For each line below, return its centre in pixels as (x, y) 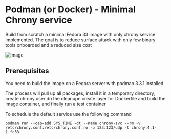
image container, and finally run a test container (56, 104)
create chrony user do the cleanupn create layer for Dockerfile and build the (85, 98)
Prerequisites (27, 71)
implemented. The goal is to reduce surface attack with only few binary (80, 40)
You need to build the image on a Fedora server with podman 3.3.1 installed (84, 83)
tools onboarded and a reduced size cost (49, 45)
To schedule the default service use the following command (68, 114)
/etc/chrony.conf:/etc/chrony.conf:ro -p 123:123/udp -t (67, 128)
